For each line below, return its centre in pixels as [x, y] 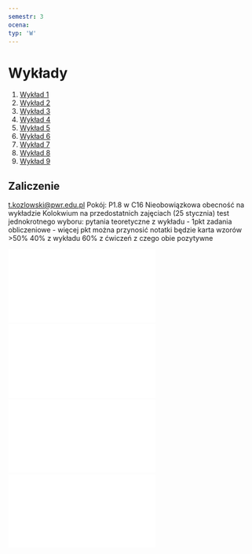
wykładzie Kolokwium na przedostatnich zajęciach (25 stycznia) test [119, 213]
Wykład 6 [35, 137]
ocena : [19, 25]
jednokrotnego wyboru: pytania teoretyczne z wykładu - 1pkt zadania [120, 222]
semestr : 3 [26, 16]
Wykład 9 [35, 162]
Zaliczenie [34, 186]
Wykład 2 [35, 103]
